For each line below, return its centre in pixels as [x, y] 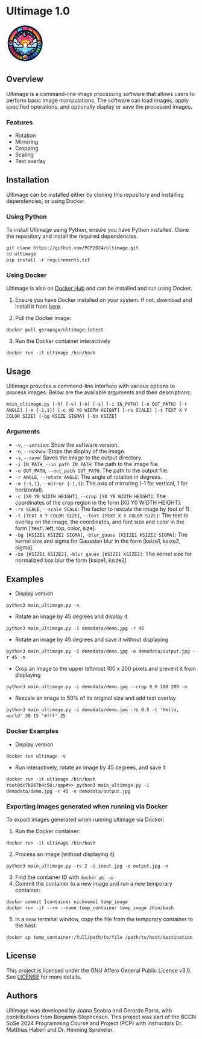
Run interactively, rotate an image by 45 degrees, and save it [90, 767]
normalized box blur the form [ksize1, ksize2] [71, 560]
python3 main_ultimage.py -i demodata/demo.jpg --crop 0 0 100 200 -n [97, 687]
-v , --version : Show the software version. [67, 444]
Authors [22, 996]
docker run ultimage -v [36, 756]
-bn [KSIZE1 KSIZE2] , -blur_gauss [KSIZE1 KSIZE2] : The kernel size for [103, 554]
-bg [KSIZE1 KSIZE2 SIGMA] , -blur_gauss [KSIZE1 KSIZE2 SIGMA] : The [101, 534]
